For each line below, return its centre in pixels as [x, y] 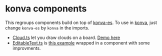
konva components [46, 9]
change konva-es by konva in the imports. [47, 27]
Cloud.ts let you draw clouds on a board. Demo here [66, 37]
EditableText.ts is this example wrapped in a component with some [81, 42]
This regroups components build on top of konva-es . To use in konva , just [81, 22]
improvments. [26, 48]
